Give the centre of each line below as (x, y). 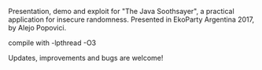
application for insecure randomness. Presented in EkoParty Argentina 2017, (131, 19)
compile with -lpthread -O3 (52, 43)
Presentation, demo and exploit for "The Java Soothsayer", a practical (121, 11)
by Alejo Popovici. (37, 28)
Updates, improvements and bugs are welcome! (86, 58)
